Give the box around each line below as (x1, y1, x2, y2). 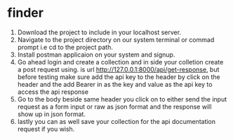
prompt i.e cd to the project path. (17, 43, 114, 51)
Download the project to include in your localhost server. (17, 28, 181, 36)
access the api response (17, 87, 89, 96)
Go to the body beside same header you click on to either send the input (17, 94, 227, 103)
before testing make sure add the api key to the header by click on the (17, 72, 220, 81)
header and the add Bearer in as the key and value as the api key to (17, 80, 213, 88)
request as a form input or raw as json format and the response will (17, 102, 212, 111)
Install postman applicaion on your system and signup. (17, 50, 175, 59)
